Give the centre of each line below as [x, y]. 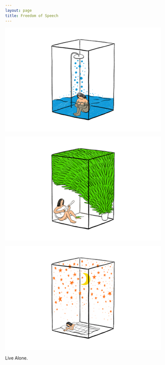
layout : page [19, 10]
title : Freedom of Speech [32, 16]
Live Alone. [17, 358]
